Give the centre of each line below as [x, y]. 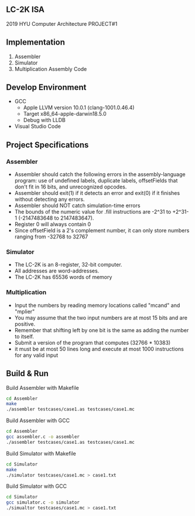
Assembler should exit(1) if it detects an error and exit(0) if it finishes [97, 193]
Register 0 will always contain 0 [53, 224]
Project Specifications [47, 145]
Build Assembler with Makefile [42, 387]
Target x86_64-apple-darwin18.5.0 [65, 114]
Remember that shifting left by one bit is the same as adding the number [102, 330]
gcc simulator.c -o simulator [43, 502]
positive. [25, 324]
